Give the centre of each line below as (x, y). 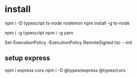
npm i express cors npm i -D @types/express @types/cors (65, 70)
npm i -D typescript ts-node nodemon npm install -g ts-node (67, 23)
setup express (27, 58)
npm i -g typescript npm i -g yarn (39, 32)
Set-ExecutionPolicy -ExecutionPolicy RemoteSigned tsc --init (68, 42)
